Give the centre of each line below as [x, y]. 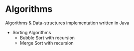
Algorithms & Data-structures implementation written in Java [67, 23]
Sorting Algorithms [32, 32]
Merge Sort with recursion [47, 43]
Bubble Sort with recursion [47, 38]
